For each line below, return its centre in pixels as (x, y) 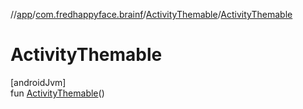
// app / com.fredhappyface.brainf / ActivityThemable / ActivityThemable (151, 14)
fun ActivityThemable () (57, 93)
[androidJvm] (38, 82)
